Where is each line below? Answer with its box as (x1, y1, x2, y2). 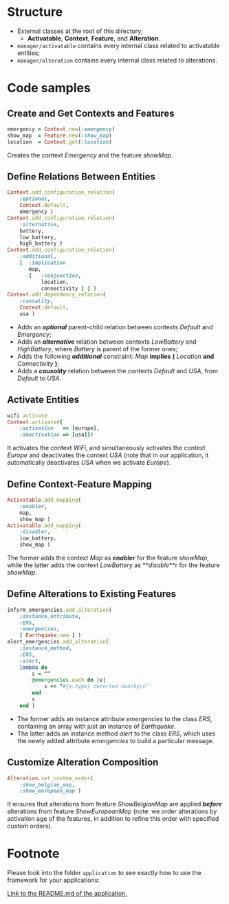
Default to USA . (17, 374, 62, 382)
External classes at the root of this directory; (17, 27, 143, 35)
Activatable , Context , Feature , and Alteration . (27, 34, 160, 42)
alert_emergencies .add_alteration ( (7, 639, 109, 646)
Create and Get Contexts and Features (7, 107, 175, 119)
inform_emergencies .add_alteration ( (7, 606, 112, 613)
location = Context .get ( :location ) (7, 138, 112, 145)
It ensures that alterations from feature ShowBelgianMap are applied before (7, 800, 222, 808)
